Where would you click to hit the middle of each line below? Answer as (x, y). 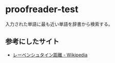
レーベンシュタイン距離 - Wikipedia (50, 55)
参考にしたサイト (32, 42)
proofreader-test (42, 9)
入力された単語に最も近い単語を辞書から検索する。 (59, 24)
